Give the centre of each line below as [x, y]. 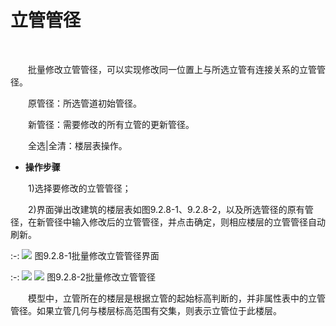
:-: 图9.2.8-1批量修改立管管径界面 [85, 255]
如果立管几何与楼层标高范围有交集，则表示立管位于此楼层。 [159, 310]
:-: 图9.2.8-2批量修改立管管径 [83, 277]
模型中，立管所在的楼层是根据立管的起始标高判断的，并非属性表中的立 [172, 298]
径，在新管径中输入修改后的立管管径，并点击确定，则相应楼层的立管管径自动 [168, 222]
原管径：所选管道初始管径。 [85, 103]
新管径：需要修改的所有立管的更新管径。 [111, 124]
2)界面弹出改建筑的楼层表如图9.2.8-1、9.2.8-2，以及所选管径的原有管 [171, 209]
